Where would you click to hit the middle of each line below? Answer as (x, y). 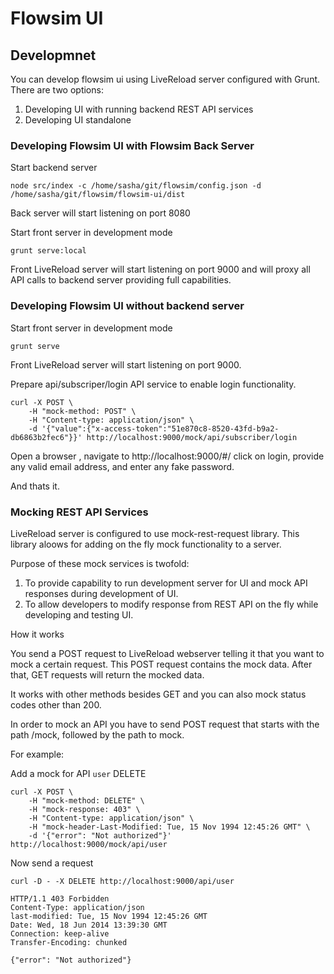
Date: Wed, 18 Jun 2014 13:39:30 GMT (89, 925)
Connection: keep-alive (60, 933)
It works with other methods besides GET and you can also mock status (158, 694)
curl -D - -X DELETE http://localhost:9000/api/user (122, 881)
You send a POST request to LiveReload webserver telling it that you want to (167, 653)
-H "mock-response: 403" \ (84, 809)
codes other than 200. (56, 704)
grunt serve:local (48, 251)
